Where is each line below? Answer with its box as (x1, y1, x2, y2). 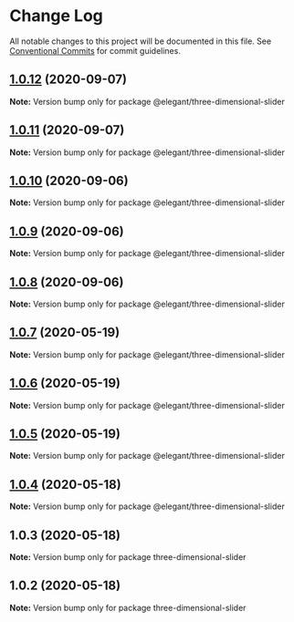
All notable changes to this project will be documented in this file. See (9, 36, 272, 47)
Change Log (9, 5, 103, 26)
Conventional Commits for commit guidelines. (9, 45, 181, 56)
